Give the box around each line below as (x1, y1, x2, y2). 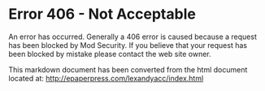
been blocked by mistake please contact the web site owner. (8, 49, 211, 58)
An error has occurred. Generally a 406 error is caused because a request (8, 32, 258, 41)
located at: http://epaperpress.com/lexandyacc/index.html (8, 73, 204, 83)
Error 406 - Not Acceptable (8, 5, 197, 24)
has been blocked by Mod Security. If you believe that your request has (8, 40, 248, 50)
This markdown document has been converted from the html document (8, 64, 248, 74)
